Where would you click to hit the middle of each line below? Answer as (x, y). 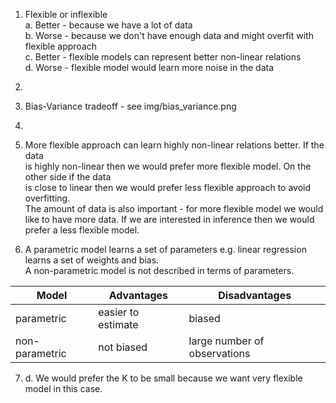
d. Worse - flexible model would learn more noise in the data (149, 67)
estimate (118, 324)
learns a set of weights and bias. (92, 260)
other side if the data (68, 177)
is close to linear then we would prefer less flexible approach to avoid (168, 187)
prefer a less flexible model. (82, 230)
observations (219, 353)
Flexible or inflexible (66, 14)
